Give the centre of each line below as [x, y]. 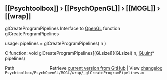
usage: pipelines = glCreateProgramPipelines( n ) [56, 43]
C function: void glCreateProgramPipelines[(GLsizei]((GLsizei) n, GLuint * [80, 53]
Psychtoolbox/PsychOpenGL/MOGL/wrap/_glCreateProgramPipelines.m [74, 73]
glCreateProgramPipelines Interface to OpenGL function [63, 28]
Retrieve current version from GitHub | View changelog [106, 68]
